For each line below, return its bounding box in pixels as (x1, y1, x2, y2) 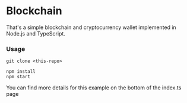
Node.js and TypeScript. (6, 30, 65, 37)
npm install (6, 69, 36, 75)
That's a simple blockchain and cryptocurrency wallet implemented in (6, 24, 176, 31)
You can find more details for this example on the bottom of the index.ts (6, 84, 182, 91)
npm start (6, 74, 31, 80)
